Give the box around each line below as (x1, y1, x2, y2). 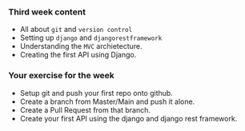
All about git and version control (19, 25, 133, 34)
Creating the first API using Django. (19, 50, 137, 60)
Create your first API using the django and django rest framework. (19, 113, 238, 123)
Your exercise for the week (8, 70, 114, 81)
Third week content (8, 6, 86, 18)
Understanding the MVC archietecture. (19, 42, 143, 51)
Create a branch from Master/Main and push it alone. (19, 97, 195, 106)
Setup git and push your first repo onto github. (19, 88, 174, 97)
